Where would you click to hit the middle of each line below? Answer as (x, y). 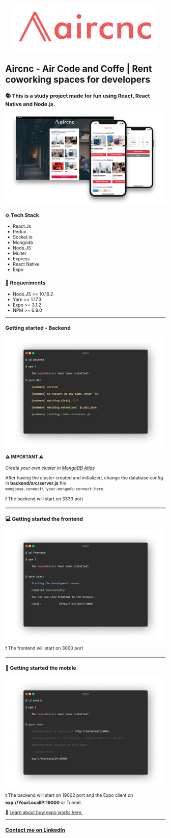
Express (21, 259)
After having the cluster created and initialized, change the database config (84, 478)
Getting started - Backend (38, 328)
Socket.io (23, 237)
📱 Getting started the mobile (41, 668)
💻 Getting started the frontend (44, 519)
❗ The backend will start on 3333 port (44, 499)
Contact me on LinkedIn (35, 830)
